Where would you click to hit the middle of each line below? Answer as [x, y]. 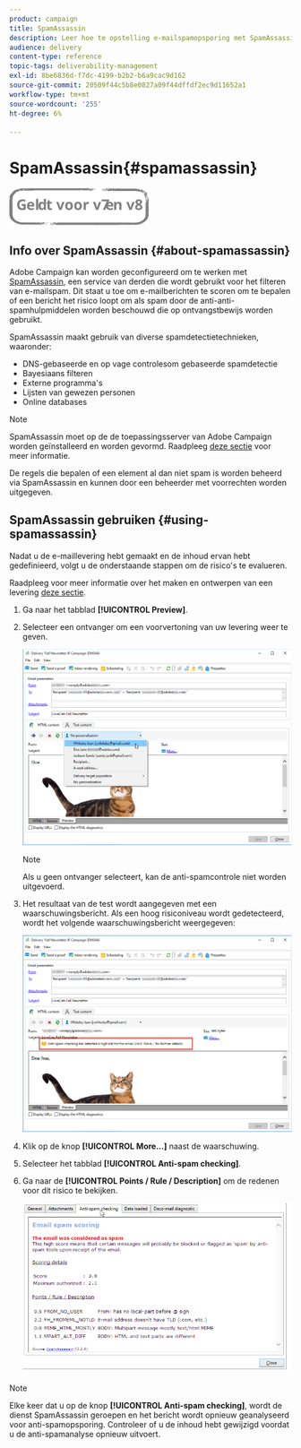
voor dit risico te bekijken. [70, 1191]
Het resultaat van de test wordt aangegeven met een [119, 904]
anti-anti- [218, 301]
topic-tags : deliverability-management [84, 66]
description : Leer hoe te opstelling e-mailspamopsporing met [128, 38]
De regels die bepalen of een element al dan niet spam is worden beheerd [146, 473]
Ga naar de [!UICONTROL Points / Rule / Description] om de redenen [150, 1181]
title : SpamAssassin [48, 28]
